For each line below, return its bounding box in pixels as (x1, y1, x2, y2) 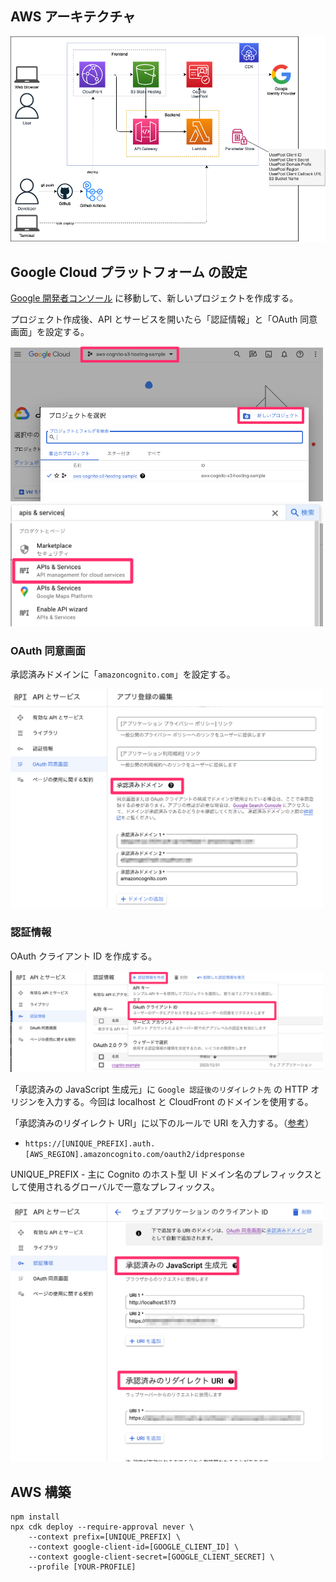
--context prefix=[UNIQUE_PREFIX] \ (28, 1532, 182, 1542)
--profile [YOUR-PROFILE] (28, 1562, 137, 1572)
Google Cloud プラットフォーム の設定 (10, 263, 248, 281)
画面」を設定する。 (10, 326, 90, 338)
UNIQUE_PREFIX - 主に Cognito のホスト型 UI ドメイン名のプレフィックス (10, 1168, 314, 1180)
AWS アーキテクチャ (10, 8, 137, 26)
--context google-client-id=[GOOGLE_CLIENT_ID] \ (28, 1542, 240, 1552)
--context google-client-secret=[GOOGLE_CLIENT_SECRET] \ (28, 1552, 275, 1562)
